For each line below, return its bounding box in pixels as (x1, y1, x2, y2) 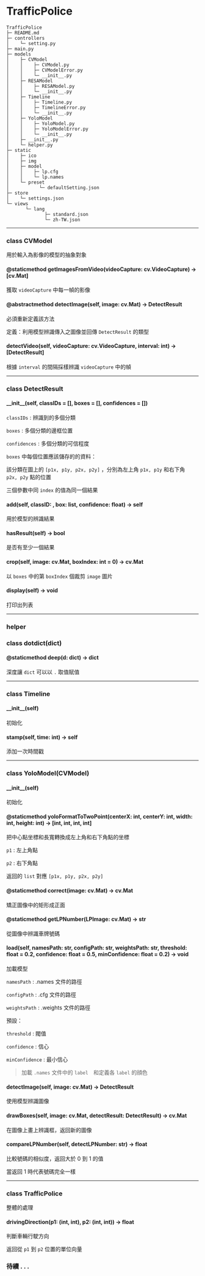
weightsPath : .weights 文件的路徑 (6, 1004, 91, 1011)
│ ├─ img (6, 157, 37, 164)
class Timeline (6, 690, 51, 698)
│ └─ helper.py (6, 142, 53, 148)
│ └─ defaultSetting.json (6, 184, 99, 190)
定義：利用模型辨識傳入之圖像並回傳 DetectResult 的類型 (6, 328, 149, 335)
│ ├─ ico (6, 153, 37, 159)
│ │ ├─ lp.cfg (6, 168, 59, 175)
